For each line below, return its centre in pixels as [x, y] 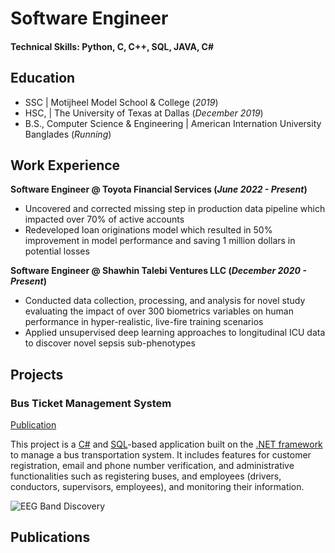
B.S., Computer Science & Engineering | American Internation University [173, 123]
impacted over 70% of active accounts [104, 219]
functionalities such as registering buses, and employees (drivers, [146, 476]
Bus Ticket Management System [91, 403]
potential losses [57, 251]
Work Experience [65, 165]
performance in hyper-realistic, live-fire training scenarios [144, 322]
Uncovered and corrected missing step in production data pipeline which [175, 209]
